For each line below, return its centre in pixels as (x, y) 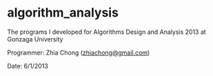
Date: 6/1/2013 (28, 66)
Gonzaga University (35, 39)
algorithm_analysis (63, 13)
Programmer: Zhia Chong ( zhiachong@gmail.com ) (79, 53)
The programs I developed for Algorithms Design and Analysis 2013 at (107, 32)
